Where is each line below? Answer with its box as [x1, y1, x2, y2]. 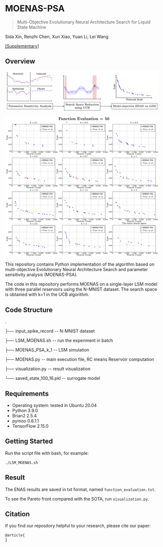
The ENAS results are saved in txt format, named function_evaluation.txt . [5, 486, 156, 492]
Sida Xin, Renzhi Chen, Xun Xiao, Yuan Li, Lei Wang [5, 34, 109, 39]
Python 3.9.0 [12, 408, 38, 413]
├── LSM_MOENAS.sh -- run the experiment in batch [5, 337, 113, 344]
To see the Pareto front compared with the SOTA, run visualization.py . [5, 496, 149, 502]
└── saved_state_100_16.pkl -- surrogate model [5, 375, 101, 381]
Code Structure [5, 306, 53, 314]
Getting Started [5, 437, 53, 446]
